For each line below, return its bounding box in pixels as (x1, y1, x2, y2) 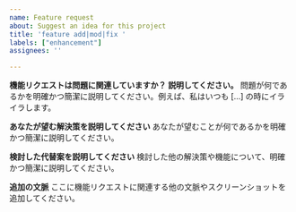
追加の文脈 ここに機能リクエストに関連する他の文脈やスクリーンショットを (9, 182, 287, 192)
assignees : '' (9, 47, 63, 55)
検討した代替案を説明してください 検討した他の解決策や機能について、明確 (9, 151, 285, 162)
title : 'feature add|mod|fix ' (9, 30, 126, 38)
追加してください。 (9, 193, 81, 204)
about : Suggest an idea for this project (9, 21, 167, 30)
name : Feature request (9, 13, 94, 22)
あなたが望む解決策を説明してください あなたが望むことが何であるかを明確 (9, 122, 286, 132)
